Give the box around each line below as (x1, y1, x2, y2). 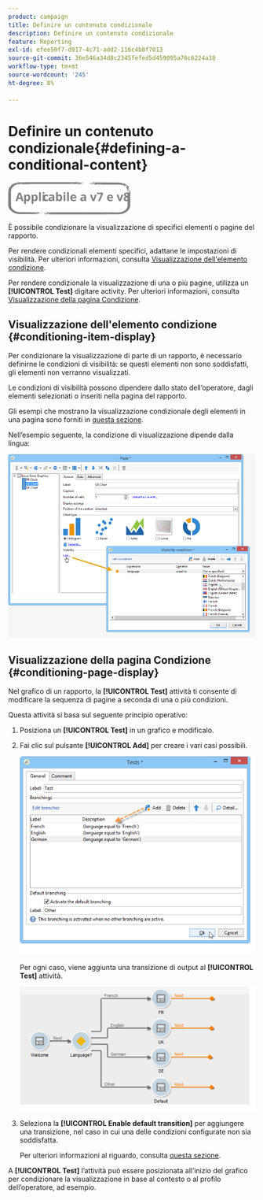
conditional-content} (8, 156, 148, 173)
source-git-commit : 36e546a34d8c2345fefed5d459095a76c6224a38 (8, 54, 216, 62)
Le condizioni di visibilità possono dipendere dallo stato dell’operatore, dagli (8, 383, 254, 393)
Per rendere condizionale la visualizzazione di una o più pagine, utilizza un (8, 278, 249, 287)
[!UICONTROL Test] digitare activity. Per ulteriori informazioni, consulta (8, 287, 239, 296)
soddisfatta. (19, 1135, 59, 1145)
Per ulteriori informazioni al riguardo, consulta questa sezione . (19, 1150, 221, 1160)
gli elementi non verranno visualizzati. (8, 368, 131, 377)
